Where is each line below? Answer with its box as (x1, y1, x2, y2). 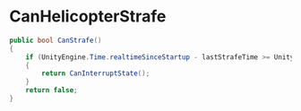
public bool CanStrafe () (9, 36, 102, 45)
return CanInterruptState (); (41, 69, 150, 78)
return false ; (25, 86, 78, 95)
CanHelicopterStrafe (9, 6, 167, 27)
